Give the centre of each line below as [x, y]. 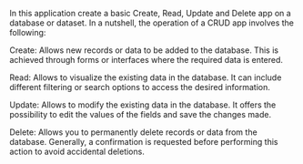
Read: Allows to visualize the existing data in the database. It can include [146, 77]
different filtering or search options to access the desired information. [140, 87]
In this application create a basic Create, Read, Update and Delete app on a [150, 13]
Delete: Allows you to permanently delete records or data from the [133, 132]
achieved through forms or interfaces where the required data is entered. [146, 60]
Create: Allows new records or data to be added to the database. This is [144, 50]
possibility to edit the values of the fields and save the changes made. [140, 114]
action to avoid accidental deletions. [77, 151]
